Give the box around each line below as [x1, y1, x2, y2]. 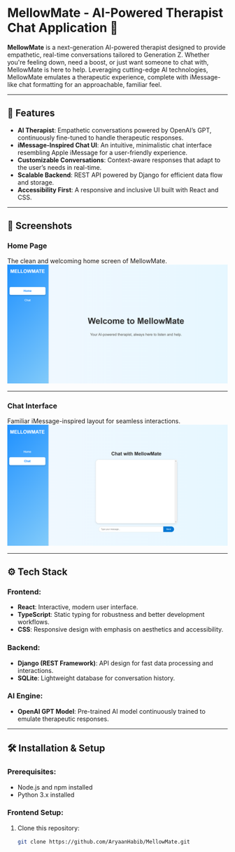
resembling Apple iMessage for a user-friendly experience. [17, 148, 187, 157]
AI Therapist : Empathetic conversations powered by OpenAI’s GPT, [17, 126, 212, 134]
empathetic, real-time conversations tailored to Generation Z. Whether [7, 51, 210, 59]
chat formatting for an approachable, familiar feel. [18, 80, 162, 88]
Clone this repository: [17, 823, 80, 832]
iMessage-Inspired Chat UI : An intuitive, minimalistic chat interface [17, 140, 212, 149]
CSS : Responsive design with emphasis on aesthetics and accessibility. [17, 625, 224, 634]
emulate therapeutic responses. [17, 714, 110, 723]
